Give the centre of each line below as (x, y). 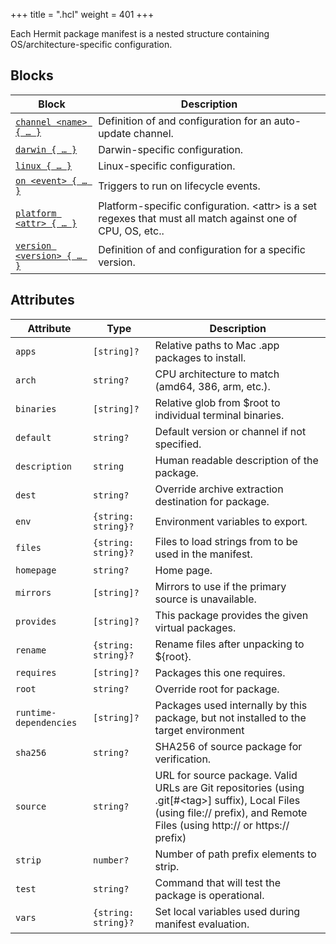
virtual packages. (195, 627)
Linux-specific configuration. (167, 166)
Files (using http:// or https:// (222, 825)
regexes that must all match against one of (198, 218)
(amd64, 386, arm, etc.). (212, 386)
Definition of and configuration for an (185, 121)
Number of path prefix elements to (235, 854)
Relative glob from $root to (217, 402)
